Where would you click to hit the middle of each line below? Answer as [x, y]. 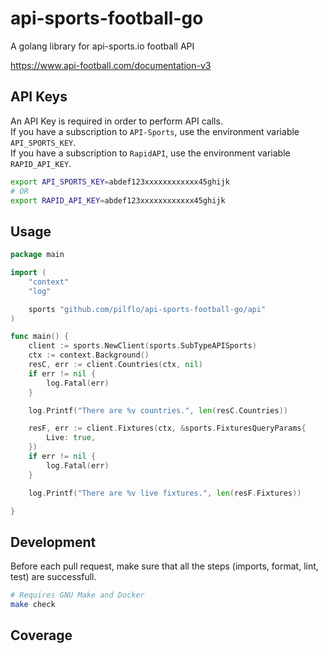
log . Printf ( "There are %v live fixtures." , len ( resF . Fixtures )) [165, 493]
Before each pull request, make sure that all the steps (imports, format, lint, [164, 566]
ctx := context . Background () [89, 355]
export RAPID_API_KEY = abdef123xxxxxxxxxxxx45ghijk [118, 200]
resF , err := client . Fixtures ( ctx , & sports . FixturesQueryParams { [167, 428]
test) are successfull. [53, 577]
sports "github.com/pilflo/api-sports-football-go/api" [147, 309]
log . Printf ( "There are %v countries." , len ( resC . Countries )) [158, 410]
